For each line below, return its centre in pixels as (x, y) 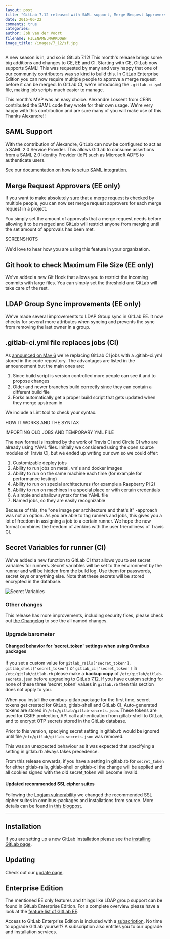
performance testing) (35, 479)
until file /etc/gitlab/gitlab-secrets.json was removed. (65, 737)
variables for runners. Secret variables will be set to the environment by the (84, 565)
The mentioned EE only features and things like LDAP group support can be (84, 900)
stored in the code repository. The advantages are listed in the (70, 360)
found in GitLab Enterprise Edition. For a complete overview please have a (82, 906)
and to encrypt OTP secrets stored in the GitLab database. (66, 721)
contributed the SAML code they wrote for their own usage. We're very (79, 105)
